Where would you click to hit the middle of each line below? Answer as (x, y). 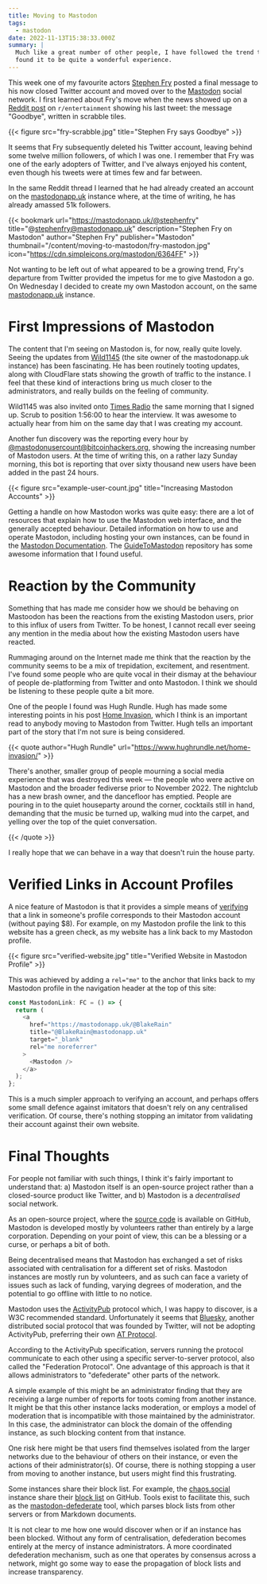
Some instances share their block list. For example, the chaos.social (119, 1489)
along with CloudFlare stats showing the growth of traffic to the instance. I (130, 374)
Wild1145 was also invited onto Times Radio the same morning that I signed (131, 406)
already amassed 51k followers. (60, 204)
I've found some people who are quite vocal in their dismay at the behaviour (132, 674)
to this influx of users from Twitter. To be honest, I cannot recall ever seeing (132, 625)
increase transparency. (46, 1572)
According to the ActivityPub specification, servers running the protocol (126, 1350)
